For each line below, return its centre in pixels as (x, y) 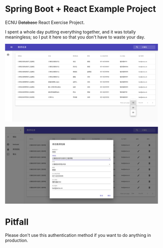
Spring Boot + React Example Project (81, 9)
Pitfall (17, 222)
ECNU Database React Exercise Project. (45, 22)
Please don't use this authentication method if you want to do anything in (78, 235)
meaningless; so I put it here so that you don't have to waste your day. (75, 37)
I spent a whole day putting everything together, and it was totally (70, 32)
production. (16, 240)
